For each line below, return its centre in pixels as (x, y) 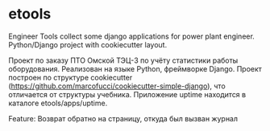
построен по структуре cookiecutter (71, 77)
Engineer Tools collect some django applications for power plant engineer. (132, 36)
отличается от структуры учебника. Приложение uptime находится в (127, 94)
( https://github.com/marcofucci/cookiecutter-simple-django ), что (117, 86)
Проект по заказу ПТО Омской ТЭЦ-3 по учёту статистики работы (123, 60)
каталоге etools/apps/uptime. (58, 103)
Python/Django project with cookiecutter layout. (88, 44)
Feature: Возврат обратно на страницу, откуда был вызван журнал (123, 118)
